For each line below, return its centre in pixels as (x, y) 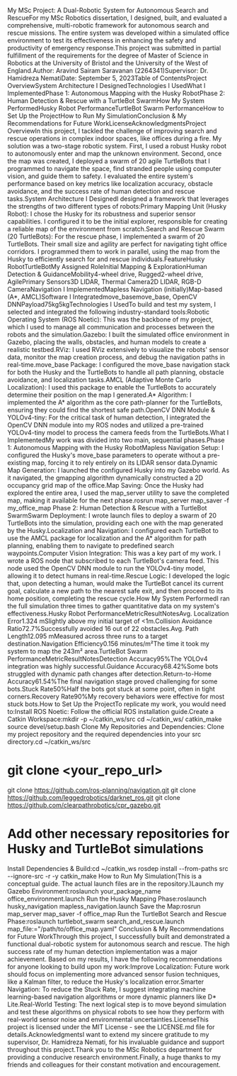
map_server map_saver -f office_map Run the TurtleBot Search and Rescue (117, 913)
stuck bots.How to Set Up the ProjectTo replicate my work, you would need (117, 704)
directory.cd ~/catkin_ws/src (49, 742)
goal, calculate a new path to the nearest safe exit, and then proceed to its (116, 591)
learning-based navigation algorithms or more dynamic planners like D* (112, 997)
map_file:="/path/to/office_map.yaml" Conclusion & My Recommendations (116, 928)
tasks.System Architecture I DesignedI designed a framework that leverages (118, 199)
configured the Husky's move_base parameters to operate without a (107, 455)
